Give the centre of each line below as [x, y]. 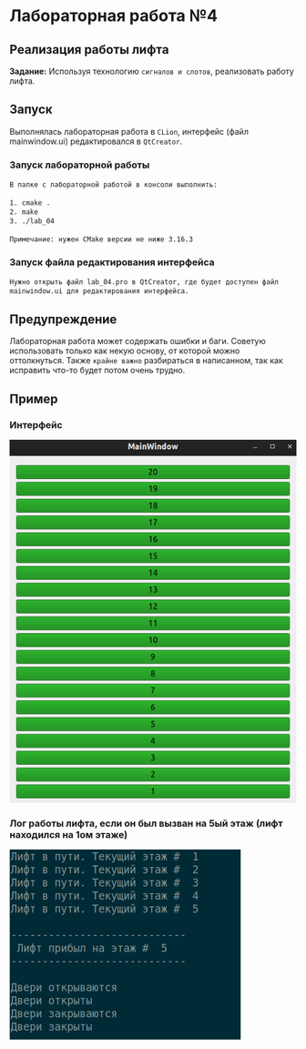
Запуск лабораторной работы [80, 165]
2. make [24, 212]
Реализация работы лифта [89, 50]
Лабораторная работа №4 [114, 16]
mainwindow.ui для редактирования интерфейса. [99, 291]
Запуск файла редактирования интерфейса [112, 262]
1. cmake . [30, 203]
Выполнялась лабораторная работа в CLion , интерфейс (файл [129, 131]
